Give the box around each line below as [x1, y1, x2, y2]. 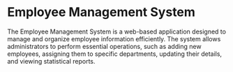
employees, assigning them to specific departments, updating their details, [7, 50, 222, 58]
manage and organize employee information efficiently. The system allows [7, 34, 221, 43]
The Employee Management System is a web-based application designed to [7, 27, 227, 36]
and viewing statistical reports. [7, 57, 96, 65]
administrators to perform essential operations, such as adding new [7, 42, 202, 50]
